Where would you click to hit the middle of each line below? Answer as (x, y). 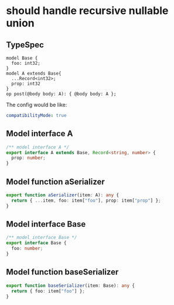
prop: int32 (26, 84)
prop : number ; (28, 158)
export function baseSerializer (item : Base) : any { (70, 285)
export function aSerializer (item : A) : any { (62, 195)
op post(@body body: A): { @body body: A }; (61, 94)
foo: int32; (26, 63)
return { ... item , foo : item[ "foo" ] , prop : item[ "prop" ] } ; (86, 200)
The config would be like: (37, 105)
